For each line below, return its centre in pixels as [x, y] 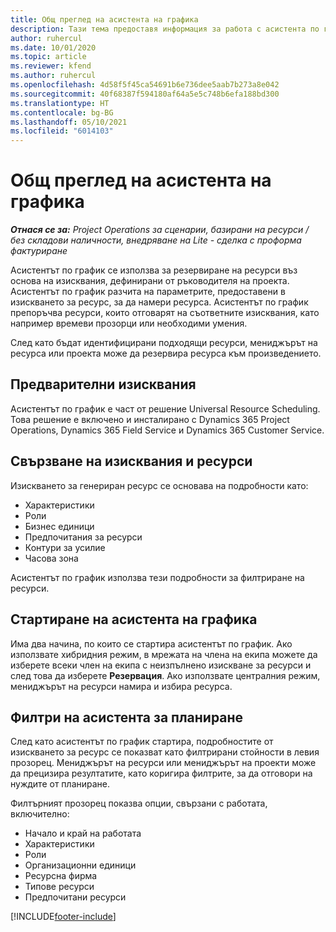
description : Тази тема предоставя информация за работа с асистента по [165, 29]
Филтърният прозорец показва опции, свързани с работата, [139, 803]
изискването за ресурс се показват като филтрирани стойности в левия [165, 752]
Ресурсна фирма [61, 876]
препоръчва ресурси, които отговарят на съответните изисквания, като [165, 313]
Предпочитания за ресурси [83, 537]
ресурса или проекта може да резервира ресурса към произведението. [166, 353]
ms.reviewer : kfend [51, 66]
